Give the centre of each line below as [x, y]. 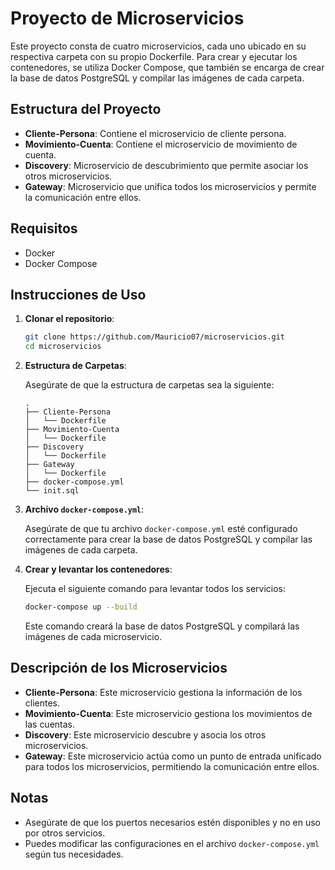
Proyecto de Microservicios [127, 18]
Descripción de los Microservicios [119, 668]
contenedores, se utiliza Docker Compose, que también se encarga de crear [167, 67]
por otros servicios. [65, 833]
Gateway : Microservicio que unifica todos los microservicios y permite [170, 186]
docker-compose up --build [81, 607]
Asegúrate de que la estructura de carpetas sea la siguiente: [149, 385]
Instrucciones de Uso [78, 294]
